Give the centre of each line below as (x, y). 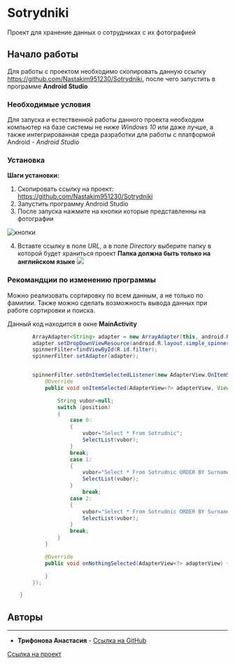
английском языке (46, 262)
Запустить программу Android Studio (73, 204)
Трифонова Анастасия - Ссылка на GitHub (82, 640)
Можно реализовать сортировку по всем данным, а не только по (105, 295)
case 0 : (81, 420)
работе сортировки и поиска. (51, 310)
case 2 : (81, 498)
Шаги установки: (33, 175)
